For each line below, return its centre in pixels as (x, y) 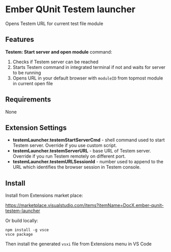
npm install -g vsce (27, 230)
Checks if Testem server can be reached (55, 62)
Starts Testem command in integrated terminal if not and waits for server (89, 67)
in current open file (33, 83)
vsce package (19, 235)
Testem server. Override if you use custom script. (65, 145)
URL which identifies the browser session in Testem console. (77, 167)
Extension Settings (36, 128)
